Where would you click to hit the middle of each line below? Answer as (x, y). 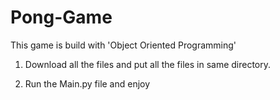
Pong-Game (61, 17)
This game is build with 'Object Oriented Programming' (123, 45)
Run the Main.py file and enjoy (87, 83)
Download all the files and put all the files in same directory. (148, 64)
